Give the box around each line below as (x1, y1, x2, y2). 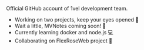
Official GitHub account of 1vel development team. (6, 5, 128, 12)
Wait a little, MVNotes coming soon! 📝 (14, 23, 106, 29)
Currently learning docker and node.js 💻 (14, 29, 113, 35)
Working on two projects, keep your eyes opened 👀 (14, 16, 139, 23)
